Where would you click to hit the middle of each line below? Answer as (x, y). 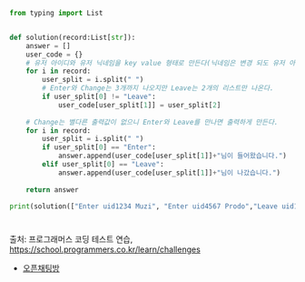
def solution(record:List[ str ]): (73, 37)
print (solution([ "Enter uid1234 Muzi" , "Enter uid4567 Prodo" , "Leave (144, 206)
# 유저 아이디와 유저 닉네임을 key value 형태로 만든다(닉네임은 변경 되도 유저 (156, 63)
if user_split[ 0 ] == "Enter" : (99, 147)
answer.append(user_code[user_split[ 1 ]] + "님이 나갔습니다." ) (169, 173)
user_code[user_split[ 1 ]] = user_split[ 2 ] (139, 105)
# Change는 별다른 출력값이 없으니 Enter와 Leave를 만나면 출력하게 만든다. (152, 122)
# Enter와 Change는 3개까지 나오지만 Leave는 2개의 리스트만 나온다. (158, 88)
